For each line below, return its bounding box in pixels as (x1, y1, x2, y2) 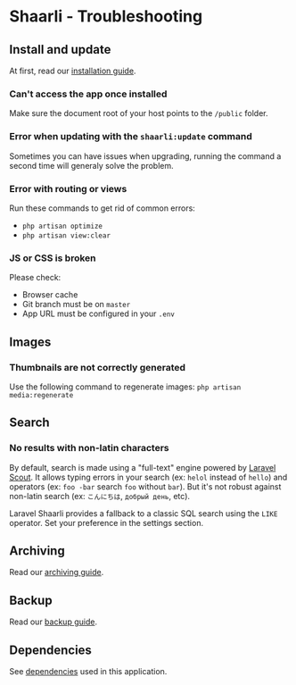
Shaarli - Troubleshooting (9, 6, 203, 27)
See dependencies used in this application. (9, 666, 168, 676)
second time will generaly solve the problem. (9, 160, 174, 171)
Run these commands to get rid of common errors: (9, 203, 196, 213)
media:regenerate (9, 390, 74, 399)
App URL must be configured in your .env (21, 308, 176, 319)
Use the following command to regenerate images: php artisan (9, 381, 242, 392)
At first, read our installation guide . (9, 65, 136, 76)
